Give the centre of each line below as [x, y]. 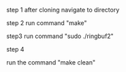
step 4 [15, 49]
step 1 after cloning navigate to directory [63, 10]
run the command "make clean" [51, 62]
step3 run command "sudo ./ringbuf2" [60, 36]
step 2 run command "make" [47, 23]
